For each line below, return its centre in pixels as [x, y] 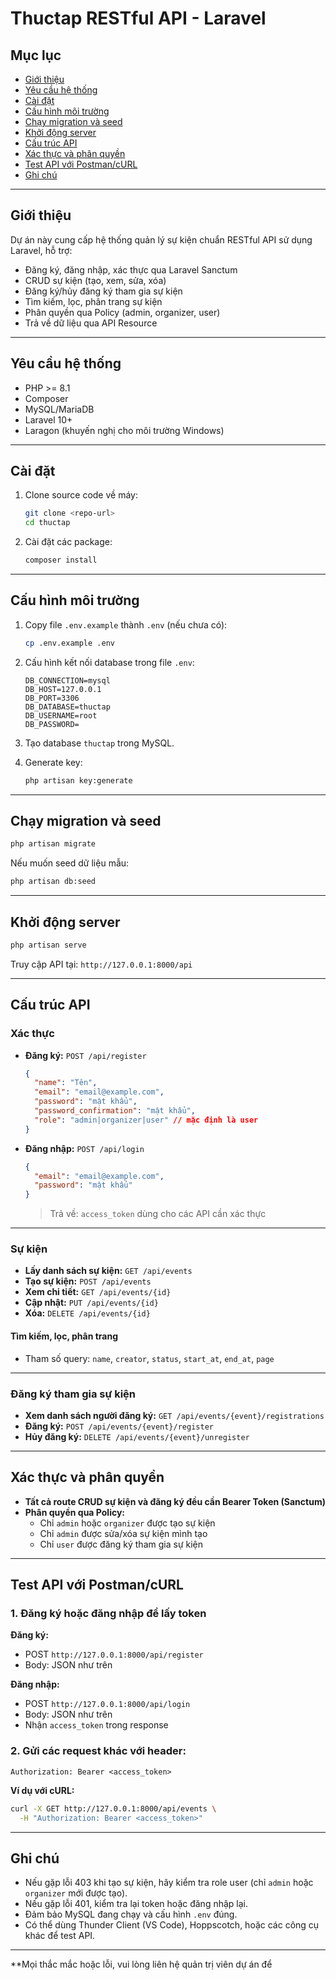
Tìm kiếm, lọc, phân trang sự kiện [93, 301]
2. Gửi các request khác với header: [98, 1751]
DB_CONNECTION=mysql [67, 680]
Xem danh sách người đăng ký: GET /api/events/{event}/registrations [174, 1415]
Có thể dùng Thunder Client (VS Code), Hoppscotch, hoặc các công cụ [172, 1925]
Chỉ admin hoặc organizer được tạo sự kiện [127, 1523]
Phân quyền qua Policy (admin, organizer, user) [122, 312]
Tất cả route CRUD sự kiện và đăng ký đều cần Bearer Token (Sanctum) [175, 1501]
